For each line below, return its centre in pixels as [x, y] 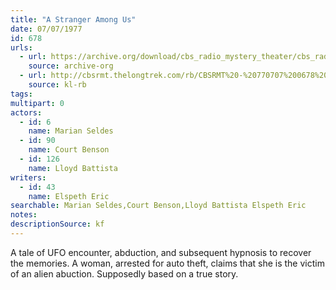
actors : [26, 112]
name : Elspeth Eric [69, 196]
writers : [28, 177]
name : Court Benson [69, 150]
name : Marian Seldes [71, 131]
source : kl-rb [57, 85]
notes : [24, 215]
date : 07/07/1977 [46, 29]
